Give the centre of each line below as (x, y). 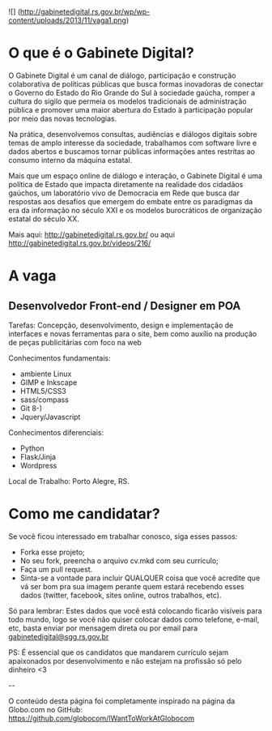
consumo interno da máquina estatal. (70, 160)
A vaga (32, 276)
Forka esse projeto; (52, 552)
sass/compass (44, 400)
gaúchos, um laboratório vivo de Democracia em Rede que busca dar (124, 193)
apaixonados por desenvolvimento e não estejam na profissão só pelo (125, 660)
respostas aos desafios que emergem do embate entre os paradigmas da (131, 201)
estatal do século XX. (44, 219)
